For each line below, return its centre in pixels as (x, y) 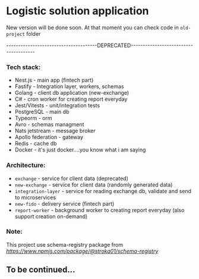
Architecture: (26, 165)
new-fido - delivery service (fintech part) (64, 203)
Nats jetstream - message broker (55, 131)
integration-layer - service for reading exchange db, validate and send (103, 191)
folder (34, 33)
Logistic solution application (78, 11)
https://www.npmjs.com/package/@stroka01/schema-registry (82, 251)
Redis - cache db (36, 144)
